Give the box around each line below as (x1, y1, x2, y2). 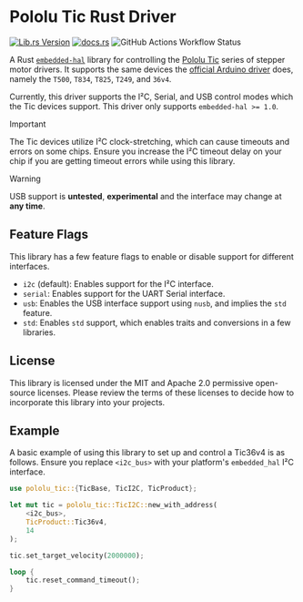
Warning (9, 173, 41, 184)
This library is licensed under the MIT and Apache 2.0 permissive (9, 377, 254, 388)
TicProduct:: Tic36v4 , (25, 517, 107, 526)
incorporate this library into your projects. (9, 396, 166, 407)
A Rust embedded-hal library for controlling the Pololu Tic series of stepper (9, 54, 286, 65)
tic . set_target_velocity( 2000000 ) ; (9, 551, 145, 560)
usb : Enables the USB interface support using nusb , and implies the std (22, 298, 287, 309)
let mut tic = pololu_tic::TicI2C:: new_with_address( (9, 501, 218, 510)
